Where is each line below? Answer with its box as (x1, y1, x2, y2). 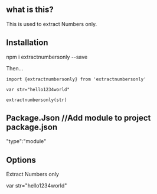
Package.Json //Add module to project (6, 113, 151, 123)
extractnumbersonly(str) (6, 97, 67, 103)
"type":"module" (6, 138, 47, 145)
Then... (6, 64, 24, 72)
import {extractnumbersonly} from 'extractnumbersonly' (6, 76, 146, 82)
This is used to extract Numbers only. (6, 20, 97, 27)
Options (6, 155, 37, 165)
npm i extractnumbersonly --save (6, 53, 88, 60)
